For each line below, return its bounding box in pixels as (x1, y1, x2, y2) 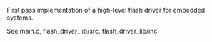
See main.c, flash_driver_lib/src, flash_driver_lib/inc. (6, 27, 160, 35)
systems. (6, 13, 34, 22)
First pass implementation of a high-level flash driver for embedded (6, 6, 206, 14)
